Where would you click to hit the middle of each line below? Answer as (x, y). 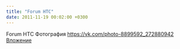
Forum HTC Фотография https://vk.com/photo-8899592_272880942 (90, 34)
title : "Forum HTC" (30, 12)
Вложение (19, 40)
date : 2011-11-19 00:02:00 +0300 (47, 17)
